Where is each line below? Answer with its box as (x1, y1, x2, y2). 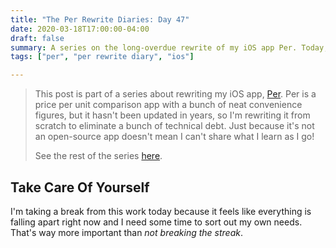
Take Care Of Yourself (10, 179, 150, 196)
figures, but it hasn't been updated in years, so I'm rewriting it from (34, 109, 311, 121)
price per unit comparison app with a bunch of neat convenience (34, 99, 303, 111)
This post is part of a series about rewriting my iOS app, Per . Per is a (34, 88, 317, 100)
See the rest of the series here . (34, 150, 163, 162)
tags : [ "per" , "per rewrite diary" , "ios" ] (10, 52, 195, 62)
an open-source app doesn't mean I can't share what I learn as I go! (34, 131, 315, 143)
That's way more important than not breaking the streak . (10, 226, 244, 238)
